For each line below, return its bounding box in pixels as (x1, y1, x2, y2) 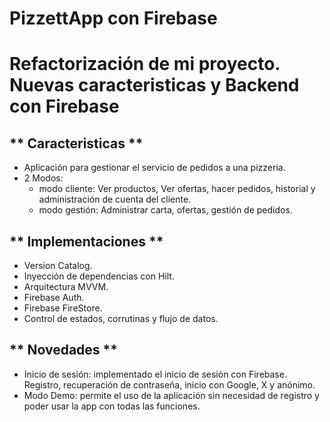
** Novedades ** (9, 342, 119, 359)
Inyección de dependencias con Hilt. (23, 270, 175, 282)
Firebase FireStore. (23, 302, 103, 314)
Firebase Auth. (23, 292, 85, 303)
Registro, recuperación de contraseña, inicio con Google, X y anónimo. (23, 378, 316, 391)
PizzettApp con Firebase (9, 7, 218, 30)
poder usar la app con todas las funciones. (23, 400, 201, 412)
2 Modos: (23, 172, 64, 184)
